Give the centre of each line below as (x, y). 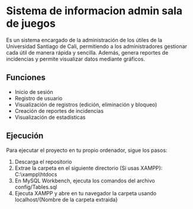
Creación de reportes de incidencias (59, 110)
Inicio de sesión (34, 92)
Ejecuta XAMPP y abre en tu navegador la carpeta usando (86, 193)
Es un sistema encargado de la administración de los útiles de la (84, 40)
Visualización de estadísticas (50, 117)
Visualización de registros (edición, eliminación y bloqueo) (86, 104)
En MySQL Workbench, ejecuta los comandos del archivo (85, 180)
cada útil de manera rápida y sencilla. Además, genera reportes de (87, 52)
